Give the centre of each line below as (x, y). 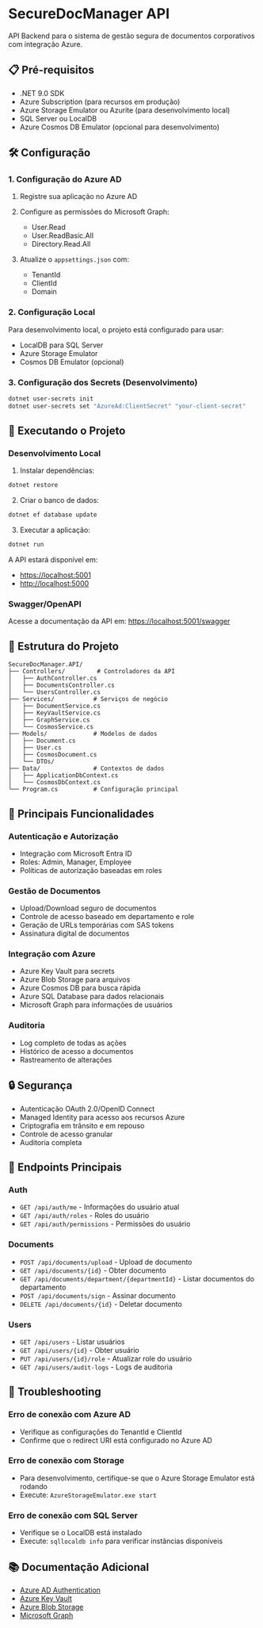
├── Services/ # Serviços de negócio (88, 699)
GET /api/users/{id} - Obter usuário (80, 1350)
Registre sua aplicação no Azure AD (78, 197)
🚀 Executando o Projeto (67, 431)
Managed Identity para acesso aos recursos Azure (102, 1117)
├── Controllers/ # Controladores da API (92, 672)
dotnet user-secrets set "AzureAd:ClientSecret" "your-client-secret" (127, 406)
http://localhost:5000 (54, 584)
